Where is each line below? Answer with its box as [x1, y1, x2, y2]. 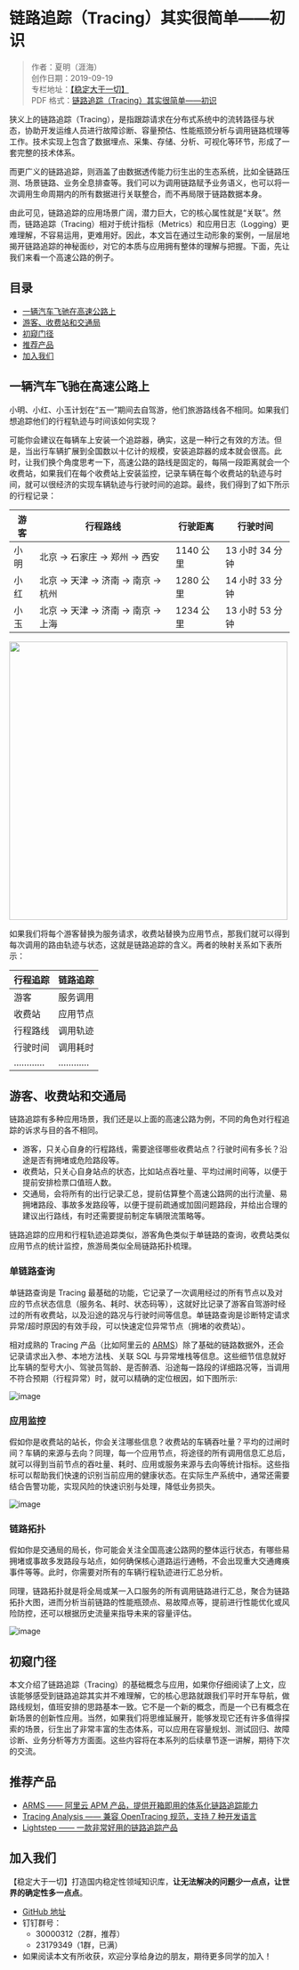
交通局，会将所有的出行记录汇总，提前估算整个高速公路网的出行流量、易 [21, 1188, 287, 1199]
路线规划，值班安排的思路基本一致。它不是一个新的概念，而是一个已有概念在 [9, 1702, 290, 1713]
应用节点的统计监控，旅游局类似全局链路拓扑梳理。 [9, 1241, 197, 1251]
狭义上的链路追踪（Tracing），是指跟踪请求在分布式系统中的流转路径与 [9, 113, 267, 125]
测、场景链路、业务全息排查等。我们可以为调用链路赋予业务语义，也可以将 [9, 177, 282, 188]
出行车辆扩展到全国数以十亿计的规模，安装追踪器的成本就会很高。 [32, 445, 274, 456]
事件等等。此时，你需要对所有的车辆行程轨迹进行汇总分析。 [9, 1567, 228, 1577]
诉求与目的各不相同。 [24, 1125, 103, 1136]
